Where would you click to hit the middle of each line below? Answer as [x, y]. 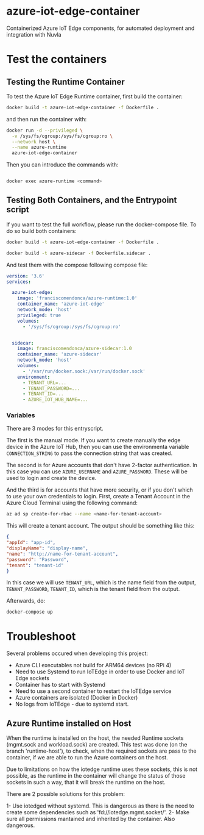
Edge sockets [32, 678]
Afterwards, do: [26, 601]
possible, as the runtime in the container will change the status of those [96, 776]
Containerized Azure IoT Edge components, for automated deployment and [100, 28]
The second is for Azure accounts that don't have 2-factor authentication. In [102, 465]
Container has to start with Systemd [60, 685]
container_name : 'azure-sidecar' [60, 354]
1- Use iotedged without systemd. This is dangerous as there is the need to [100, 806]
